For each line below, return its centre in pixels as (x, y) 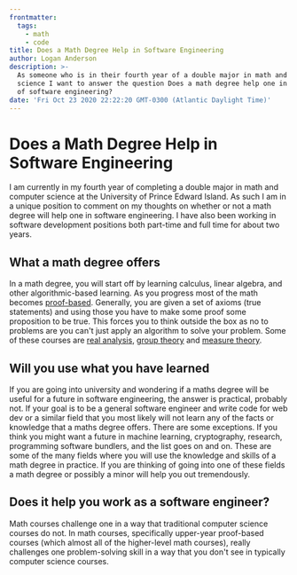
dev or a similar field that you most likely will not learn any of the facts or (142, 417)
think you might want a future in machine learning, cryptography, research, (146, 437)
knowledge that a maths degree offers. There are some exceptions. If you (143, 427)
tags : (27, 26)
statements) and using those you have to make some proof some (128, 312)
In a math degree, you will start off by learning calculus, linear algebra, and (146, 284)
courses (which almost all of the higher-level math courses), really (130, 542)
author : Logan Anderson (53, 59)
